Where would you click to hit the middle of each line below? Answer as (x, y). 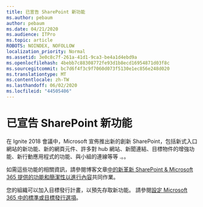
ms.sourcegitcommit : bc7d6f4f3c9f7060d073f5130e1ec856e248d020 (88, 68)
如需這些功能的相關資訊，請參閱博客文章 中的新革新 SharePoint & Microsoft (100, 169)
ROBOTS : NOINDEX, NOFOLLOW (40, 46)
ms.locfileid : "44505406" (39, 91)
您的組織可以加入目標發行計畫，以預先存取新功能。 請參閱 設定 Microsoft (97, 190)
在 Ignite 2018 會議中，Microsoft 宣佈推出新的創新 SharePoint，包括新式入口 (102, 141)
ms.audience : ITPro (31, 35)
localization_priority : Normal (46, 52)
